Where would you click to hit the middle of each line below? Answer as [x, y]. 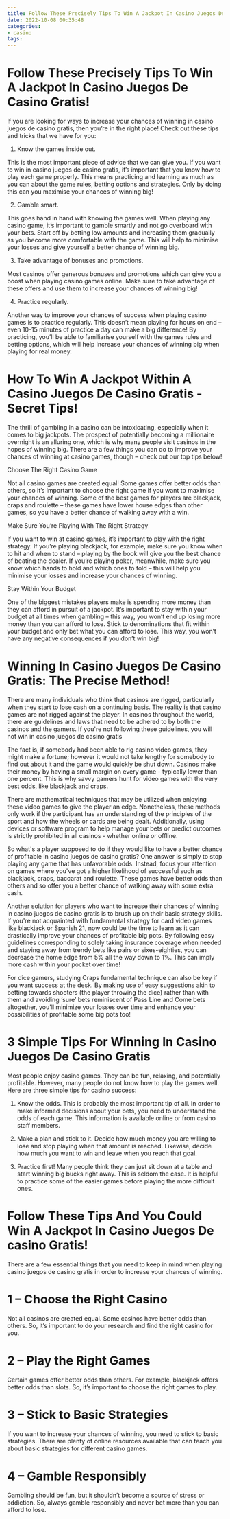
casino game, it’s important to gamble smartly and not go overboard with [110, 225]
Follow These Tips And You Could [105, 1216]
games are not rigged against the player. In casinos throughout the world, [111, 714]
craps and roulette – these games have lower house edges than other [105, 505]
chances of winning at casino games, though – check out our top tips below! [115, 456]
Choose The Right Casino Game [52, 470]
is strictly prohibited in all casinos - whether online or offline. [92, 835]
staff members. [38, 1125]
